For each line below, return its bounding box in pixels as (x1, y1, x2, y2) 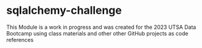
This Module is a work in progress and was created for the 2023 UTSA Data (6, 23, 197, 31)
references (6, 36, 34, 43)
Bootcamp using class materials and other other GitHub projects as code (6, 29, 189, 37)
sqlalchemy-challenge (6, 4, 122, 17)
